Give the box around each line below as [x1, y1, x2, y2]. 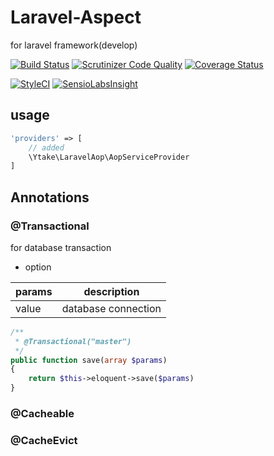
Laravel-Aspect [10, 6, 142, 29]
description [83, 284, 140, 298]
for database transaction [10, 241, 112, 253]
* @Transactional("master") [14, 336, 132, 346]
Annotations [10, 189, 90, 206]
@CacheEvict [10, 433, 78, 447]
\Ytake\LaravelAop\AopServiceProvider [28, 152, 190, 162]
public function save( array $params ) [10, 355, 168, 365]
